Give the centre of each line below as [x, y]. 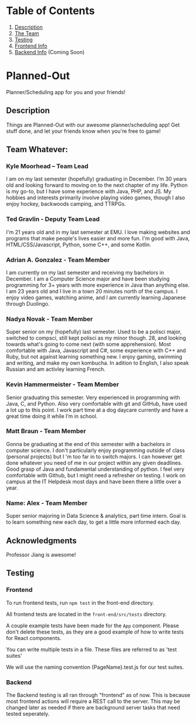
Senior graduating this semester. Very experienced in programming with [93, 397]
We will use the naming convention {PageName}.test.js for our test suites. [95, 667]
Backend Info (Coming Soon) [50, 52]
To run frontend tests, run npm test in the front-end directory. [80, 602]
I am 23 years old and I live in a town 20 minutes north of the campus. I [92, 291]
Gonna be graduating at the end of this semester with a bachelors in [89, 444]
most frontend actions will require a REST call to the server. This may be [93, 701]
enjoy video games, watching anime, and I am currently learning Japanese [96, 297]
